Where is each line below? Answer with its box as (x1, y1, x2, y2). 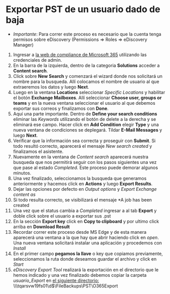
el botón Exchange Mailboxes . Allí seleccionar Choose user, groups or (13, 95, 162, 101)
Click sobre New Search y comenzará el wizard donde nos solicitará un (13, 73, 163, 79)
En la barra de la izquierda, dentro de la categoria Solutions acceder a (13, 62, 160, 68)
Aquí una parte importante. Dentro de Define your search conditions (13, 110, 157, 117)
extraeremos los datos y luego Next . (13, 83, 90, 90)
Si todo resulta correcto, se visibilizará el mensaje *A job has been (13, 196, 152, 203)
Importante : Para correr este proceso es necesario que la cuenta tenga (13, 31, 161, 37)
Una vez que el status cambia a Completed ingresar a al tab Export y (13, 207, 157, 214)
